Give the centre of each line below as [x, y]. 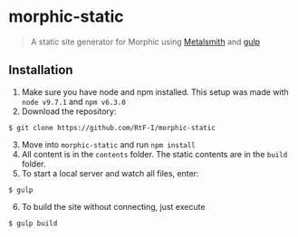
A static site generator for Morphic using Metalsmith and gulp [145, 42]
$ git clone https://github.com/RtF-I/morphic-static [112, 128]
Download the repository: [69, 111]
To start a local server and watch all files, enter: [110, 173]
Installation [41, 70]
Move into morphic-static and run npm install [109, 144]
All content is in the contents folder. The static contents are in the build [154, 154]
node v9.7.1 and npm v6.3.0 [73, 101]
